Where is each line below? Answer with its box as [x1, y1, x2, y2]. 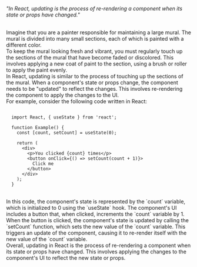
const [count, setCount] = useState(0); [16, 130, 117, 136]
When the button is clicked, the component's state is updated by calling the [6, 217, 189, 223]
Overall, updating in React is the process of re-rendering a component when [6, 242, 191, 249]
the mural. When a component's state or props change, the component [6, 79, 178, 86]
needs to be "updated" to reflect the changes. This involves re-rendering [6, 85, 183, 92]
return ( [16, 140, 38, 146]
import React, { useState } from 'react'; [11, 114, 117, 120]
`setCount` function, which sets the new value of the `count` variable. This [6, 223, 186, 230]
